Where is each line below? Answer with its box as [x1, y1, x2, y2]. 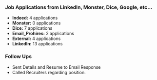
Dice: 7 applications [12, 25, 53, 31]
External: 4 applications [12, 36, 61, 41]
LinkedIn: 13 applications [12, 41, 63, 47]
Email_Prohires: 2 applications [12, 31, 75, 37]
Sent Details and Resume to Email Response [12, 64, 101, 70]
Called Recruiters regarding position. [12, 69, 86, 75]
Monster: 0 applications [12, 20, 61, 26]
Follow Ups [5, 53, 32, 60]
